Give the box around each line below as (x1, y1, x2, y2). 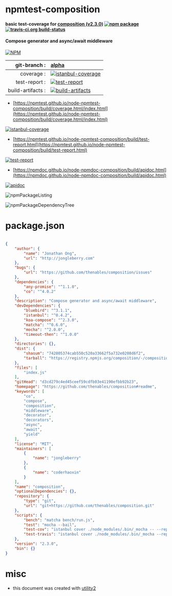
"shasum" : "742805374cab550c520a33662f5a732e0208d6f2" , (24, 351, 145, 356)
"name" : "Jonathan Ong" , (24, 251, 77, 256)
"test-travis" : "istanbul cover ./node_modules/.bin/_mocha (24, 531, 155, 537)
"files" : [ (14, 365, 38, 370)
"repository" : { (14, 494, 50, 499)
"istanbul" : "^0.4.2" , (24, 313, 72, 318)
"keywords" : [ (14, 389, 45, 394)
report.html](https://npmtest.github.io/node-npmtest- (12, 141, 125, 147)
